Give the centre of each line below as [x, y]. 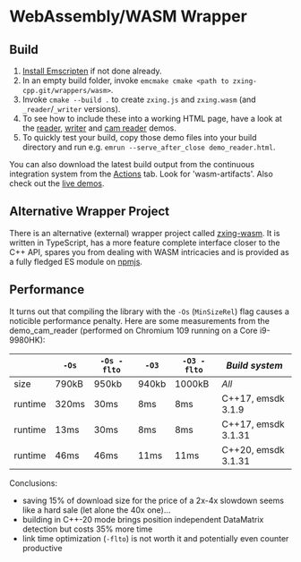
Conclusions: [34, 483]
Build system [255, 365]
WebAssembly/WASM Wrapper [129, 17]
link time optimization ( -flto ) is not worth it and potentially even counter [155, 538]
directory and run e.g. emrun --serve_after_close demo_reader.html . [149, 147]
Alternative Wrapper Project [90, 212]
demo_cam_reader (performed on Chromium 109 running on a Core [133, 330]
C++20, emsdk [253, 449]
